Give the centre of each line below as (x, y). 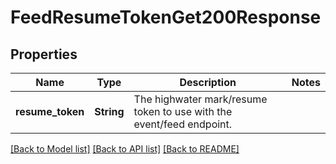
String (109, 111)
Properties (44, 54)
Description (208, 82)
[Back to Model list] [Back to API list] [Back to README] (125, 149)
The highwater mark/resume (200, 99)
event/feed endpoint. (183, 124)
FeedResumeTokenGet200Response (166, 17)
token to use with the (183, 111)
